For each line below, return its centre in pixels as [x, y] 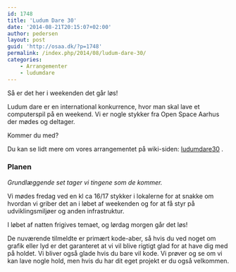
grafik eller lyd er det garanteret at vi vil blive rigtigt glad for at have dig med [118, 246]
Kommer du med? [33, 135]
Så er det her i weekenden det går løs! [63, 93]
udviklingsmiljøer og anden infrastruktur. [66, 211]
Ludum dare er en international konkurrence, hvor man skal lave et [104, 106]
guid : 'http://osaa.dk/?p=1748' [55, 47]
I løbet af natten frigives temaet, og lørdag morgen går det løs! [98, 224]
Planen [19, 167]
